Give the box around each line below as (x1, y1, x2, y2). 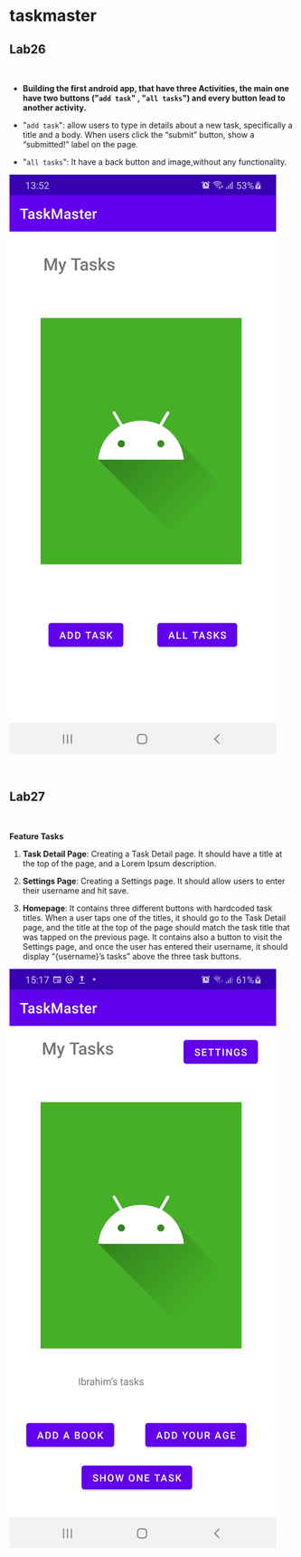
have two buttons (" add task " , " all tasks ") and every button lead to (22, 92, 287, 103)
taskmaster (9, 5, 98, 26)
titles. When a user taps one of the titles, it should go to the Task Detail (22, 912, 287, 923)
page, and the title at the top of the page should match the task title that (22, 922, 290, 932)
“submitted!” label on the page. (22, 139, 138, 149)
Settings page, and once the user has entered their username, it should (22, 941, 288, 951)
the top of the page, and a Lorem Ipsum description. (22, 857, 217, 869)
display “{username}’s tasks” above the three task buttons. (22, 950, 242, 961)
